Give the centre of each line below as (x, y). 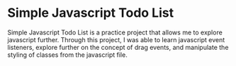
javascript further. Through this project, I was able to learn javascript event (116, 39)
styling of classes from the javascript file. (67, 55)
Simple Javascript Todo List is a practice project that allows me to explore (115, 32)
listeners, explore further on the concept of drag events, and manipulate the (118, 47)
